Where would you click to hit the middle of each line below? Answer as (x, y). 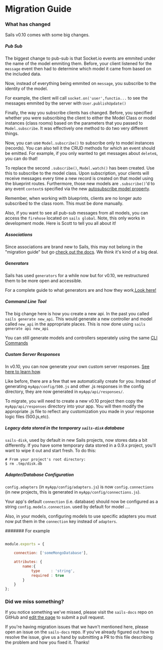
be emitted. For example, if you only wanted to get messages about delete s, (81, 153)
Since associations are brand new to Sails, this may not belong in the (74, 247)
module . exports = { (25, 544)
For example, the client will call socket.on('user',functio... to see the (76, 98)
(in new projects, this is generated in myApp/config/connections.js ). (73, 492)
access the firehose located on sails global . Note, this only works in (75, 218)
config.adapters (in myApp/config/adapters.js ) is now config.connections (80, 487)
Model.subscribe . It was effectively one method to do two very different (76, 129)
